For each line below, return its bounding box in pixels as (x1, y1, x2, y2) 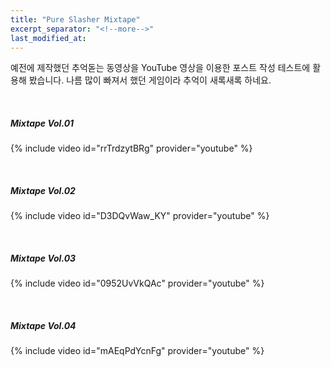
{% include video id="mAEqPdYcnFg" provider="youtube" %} (10, 345, 265, 357)
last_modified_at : (10, 33, 87, 43)
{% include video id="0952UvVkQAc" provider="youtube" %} (10, 277, 265, 290)
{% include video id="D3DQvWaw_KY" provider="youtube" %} (10, 210, 270, 222)
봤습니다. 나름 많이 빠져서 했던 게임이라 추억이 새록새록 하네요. (28, 74, 272, 86)
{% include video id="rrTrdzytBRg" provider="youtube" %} (10, 142, 253, 155)
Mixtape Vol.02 (10, 184, 76, 196)
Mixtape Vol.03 (10, 252, 77, 264)
